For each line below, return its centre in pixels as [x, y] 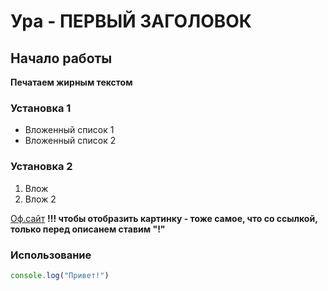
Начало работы [61, 58]
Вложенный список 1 [69, 130]
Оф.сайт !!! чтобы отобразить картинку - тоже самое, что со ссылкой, [164, 218]
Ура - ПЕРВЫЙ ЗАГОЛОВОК [131, 21]
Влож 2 [40, 199]
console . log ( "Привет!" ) [60, 275]
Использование [51, 255]
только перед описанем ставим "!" [88, 229]
